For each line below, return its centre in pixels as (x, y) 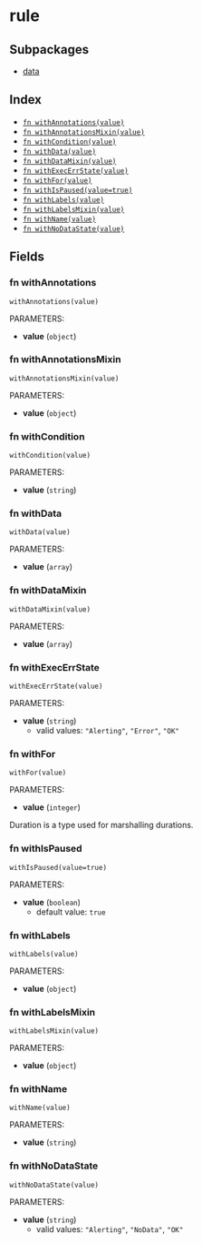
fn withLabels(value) (63, 200)
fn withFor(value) (57, 180)
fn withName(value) (59, 219)
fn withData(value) (59, 151)
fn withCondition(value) (69, 142)
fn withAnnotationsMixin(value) (83, 132)
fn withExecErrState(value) (75, 171)
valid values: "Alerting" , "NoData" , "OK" (110, 1229)
